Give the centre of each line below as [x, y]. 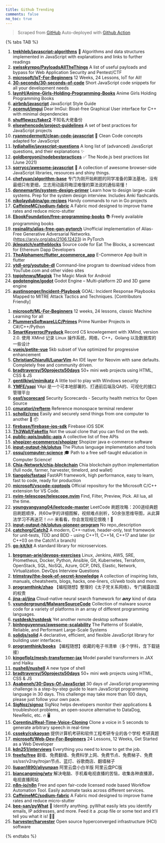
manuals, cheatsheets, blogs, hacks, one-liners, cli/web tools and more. [85, 581]
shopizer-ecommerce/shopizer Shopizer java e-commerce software [82, 442]
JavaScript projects [32, 131]
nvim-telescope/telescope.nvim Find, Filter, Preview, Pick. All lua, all [83, 496]
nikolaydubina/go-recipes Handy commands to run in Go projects [80, 201]
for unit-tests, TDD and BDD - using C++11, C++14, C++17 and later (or [84, 535]
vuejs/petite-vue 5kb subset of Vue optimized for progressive [76, 349]
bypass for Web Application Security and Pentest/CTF [67, 72]
